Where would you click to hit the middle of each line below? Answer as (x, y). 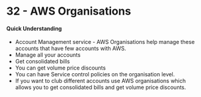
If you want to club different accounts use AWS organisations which (100, 81)
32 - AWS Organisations (69, 11)
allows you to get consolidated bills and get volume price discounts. (100, 87)
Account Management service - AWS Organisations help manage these (105, 42)
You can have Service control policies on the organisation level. (95, 74)
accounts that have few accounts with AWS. (71, 48)
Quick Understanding (34, 28)
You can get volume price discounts (60, 68)
